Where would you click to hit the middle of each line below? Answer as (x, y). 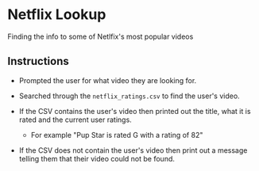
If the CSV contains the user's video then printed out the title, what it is (135, 111)
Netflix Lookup (57, 15)
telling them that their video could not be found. (97, 158)
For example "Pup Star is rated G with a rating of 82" (117, 135)
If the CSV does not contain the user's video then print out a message (133, 150)
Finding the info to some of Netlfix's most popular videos (101, 36)
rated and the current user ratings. (75, 120)
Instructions (38, 61)
